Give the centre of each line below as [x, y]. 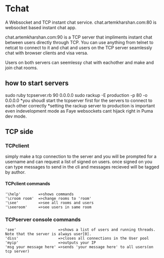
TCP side [19, 132]
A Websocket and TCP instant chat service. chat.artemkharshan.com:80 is [81, 22]
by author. [15, 172]
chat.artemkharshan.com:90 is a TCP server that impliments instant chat [79, 37]
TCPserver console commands [43, 219]
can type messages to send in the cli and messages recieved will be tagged [82, 167]
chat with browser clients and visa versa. [47, 53]
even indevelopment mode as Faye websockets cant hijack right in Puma [79, 111]
